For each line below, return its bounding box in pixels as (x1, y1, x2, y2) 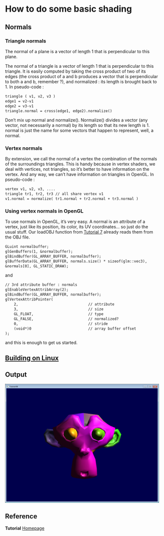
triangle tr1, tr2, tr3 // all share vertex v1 (5, 192, 104, 197)
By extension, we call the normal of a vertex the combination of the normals (5, 156, 157, 162)
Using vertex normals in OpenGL (5, 208, 84, 215)
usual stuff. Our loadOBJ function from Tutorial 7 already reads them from (5, 229, 153, 235)
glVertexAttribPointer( (5, 297, 54, 302)
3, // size (14, 307, 104, 312)
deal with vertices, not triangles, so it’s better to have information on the (5, 166, 150, 172)
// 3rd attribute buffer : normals (5, 282, 78, 287)
